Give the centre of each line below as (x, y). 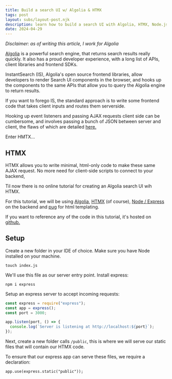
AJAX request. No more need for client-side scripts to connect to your (79, 171)
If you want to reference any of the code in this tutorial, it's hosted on (78, 217)
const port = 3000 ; (26, 313)
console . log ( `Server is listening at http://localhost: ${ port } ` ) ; (82, 327)
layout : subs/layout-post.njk (38, 19)
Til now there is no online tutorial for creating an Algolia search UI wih (79, 186)
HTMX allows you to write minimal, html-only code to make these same (80, 165)
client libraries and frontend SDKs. (41, 65)
